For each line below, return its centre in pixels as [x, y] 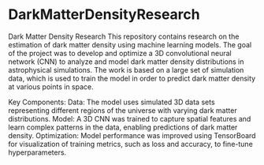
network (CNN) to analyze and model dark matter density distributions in [126, 62]
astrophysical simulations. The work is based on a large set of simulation [126, 69]
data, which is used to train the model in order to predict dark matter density [132, 78]
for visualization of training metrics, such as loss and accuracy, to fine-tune [131, 144]
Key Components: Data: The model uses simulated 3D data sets [112, 102]
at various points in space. [51, 86]
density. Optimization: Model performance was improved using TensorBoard [132, 135]
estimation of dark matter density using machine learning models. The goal [130, 44]
